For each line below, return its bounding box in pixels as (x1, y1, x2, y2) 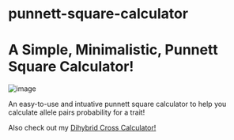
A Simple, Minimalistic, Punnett (8, 41, 219, 59)
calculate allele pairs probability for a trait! (8, 108, 145, 117)
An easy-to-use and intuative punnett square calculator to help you (8, 100, 227, 109)
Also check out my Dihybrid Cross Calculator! (8, 123, 157, 133)
